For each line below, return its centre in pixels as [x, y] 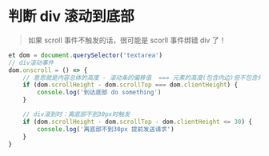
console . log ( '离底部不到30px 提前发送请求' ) [106, 129]
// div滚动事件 [31, 62]
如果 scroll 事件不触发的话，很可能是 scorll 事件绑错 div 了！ [127, 40]
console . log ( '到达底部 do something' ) [99, 93]
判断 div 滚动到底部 [71, 16]
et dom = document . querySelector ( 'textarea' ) [85, 55]
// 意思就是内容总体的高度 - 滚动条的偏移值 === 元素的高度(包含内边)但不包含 [140, 78]
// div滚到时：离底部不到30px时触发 [76, 114]
